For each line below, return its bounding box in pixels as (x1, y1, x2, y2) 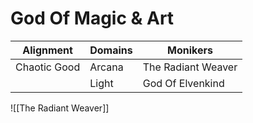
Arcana (89, 60, 124, 74)
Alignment (22, 43, 73, 57)
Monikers (166, 43, 213, 57)
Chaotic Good (15, 60, 81, 74)
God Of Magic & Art (10, 7, 175, 30)
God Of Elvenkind (142, 76, 225, 90)
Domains (89, 43, 133, 57)
